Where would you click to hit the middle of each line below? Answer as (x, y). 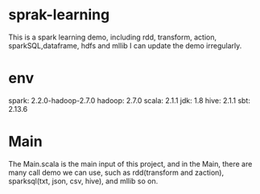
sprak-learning (59, 15)
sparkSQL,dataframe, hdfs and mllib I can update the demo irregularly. (125, 45)
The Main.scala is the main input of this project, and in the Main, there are (130, 163)
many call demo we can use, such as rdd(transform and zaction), (116, 172)
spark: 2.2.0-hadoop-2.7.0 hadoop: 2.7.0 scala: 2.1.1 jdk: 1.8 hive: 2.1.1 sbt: (130, 100)
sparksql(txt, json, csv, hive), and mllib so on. (83, 181)
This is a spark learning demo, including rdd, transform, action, (113, 37)
